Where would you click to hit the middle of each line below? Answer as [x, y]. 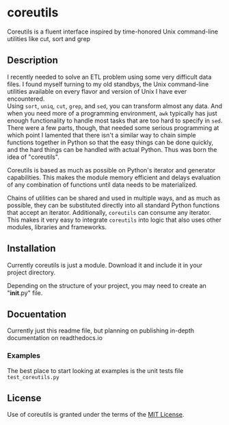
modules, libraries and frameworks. [57, 227]
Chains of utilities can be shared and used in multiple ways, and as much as [114, 198]
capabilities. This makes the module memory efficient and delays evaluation [114, 177]
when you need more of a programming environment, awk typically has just [112, 113]
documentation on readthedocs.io [55, 338]
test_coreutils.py [33, 377]
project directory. [31, 272]
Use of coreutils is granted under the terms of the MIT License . [96, 415]
